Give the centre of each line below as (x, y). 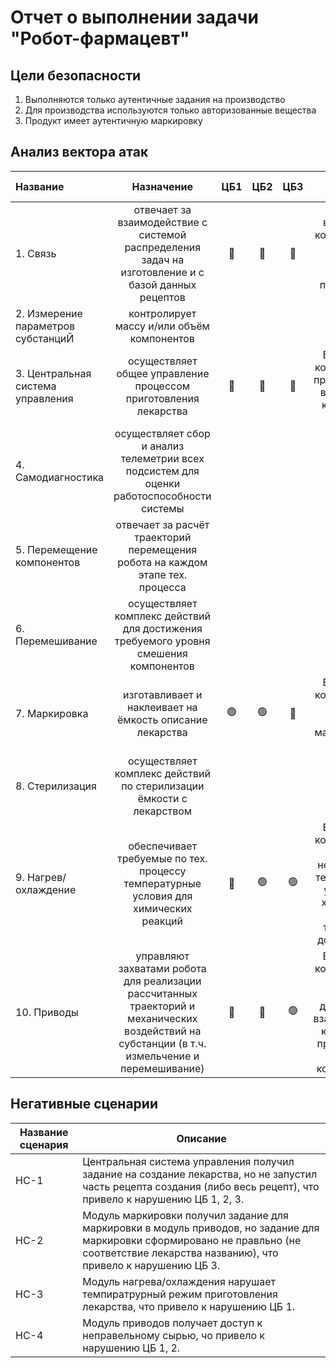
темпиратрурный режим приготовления (180, 1294)
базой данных (162, 284)
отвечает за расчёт (162, 524)
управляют (162, 956)
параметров (45, 326)
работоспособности (162, 496)
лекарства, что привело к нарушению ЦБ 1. (189, 1306)
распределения (163, 247)
